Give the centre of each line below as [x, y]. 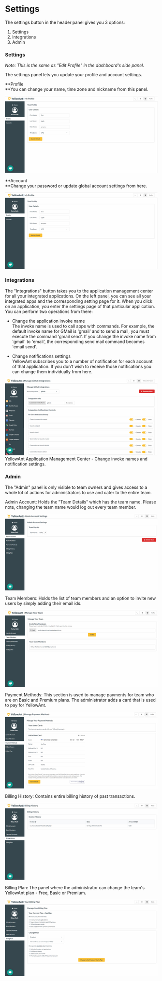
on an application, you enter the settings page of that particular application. [80, 306]
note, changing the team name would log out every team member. [71, 507]
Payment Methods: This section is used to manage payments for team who [80, 695]
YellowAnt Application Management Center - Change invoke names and [76, 459]
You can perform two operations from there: [49, 311]
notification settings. [25, 464]
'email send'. [25, 346]
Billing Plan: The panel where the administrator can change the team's [75, 887]
